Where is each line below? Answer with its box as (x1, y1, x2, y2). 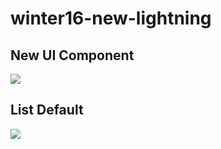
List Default (10, 102, 84, 119)
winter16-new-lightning (10, 7, 212, 30)
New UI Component (10, 47, 135, 64)
